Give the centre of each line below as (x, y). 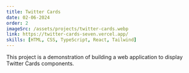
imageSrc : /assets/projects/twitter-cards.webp (68, 29)
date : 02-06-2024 (28, 17)
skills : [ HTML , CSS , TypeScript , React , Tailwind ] (71, 40)
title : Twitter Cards (34, 12)
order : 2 (17, 23)
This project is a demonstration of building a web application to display (94, 57)
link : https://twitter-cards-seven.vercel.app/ (68, 34)
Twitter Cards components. (40, 63)
